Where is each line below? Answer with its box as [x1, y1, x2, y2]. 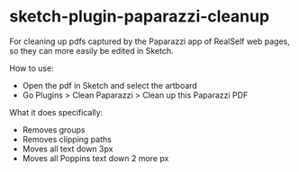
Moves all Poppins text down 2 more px [22, 152, 169, 163]
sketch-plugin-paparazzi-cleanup [9, 6, 270, 27]
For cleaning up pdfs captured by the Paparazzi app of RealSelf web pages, [9, 36, 291, 47]
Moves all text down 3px [22, 143, 113, 154]
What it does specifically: [9, 107, 104, 117]
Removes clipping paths [22, 133, 113, 144]
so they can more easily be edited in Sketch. [9, 45, 174, 56]
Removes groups [22, 124, 86, 135]
